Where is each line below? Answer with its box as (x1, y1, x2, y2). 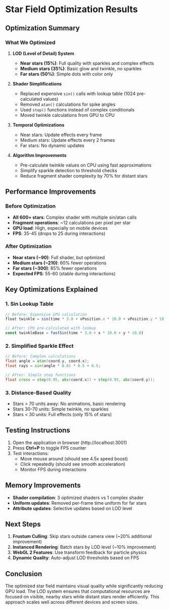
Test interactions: (12, 450, 49, 456)
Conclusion (5, 570, 43, 578)
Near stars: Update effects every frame (20, 132, 102, 138)
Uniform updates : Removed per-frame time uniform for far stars (12, 500, 147, 506)
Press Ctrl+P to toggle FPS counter (12, 444, 87, 451)
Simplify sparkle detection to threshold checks (20, 167, 117, 173)
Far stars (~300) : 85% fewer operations (12, 265, 97, 271)
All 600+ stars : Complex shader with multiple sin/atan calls (12, 214, 137, 220)
